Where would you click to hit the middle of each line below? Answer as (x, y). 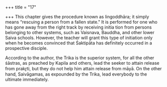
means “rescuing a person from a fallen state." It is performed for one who (81, 22)
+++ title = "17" (21, 7)
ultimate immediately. (27, 79)
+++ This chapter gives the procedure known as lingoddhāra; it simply (77, 17)
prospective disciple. (27, 48)
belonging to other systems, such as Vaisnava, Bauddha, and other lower (80, 32)
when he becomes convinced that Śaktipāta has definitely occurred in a (79, 43)
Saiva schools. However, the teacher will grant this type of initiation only (79, 38)
